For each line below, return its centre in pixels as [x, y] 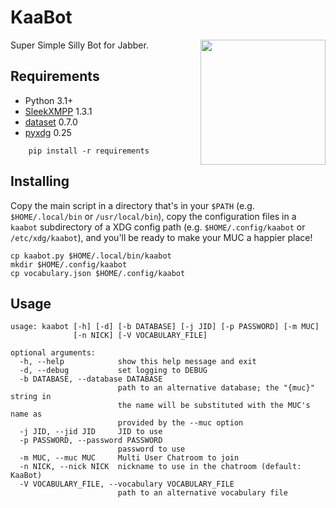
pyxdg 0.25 [48, 132]
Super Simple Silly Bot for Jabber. [79, 45]
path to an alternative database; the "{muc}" [216, 388]
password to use [151, 449]
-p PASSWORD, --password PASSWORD [91, 441]
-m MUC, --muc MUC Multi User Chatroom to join [129, 458]
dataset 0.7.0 [51, 122]
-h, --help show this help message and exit [138, 362]
